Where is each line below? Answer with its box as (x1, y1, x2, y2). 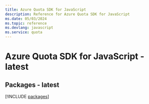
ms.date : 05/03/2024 (5, 16, 47, 21)
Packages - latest (5, 81, 60, 89)
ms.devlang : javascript (5, 25, 54, 30)
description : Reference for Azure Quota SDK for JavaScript (5, 12, 130, 17)
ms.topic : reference (5, 21, 47, 26)
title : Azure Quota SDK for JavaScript (5, 7, 86, 12)
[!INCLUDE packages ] (5, 94, 49, 99)
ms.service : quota (5, 30, 43, 35)
